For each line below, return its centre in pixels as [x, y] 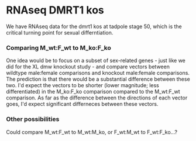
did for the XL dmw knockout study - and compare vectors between [88, 67]
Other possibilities [33, 119]
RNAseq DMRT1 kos [55, 10]
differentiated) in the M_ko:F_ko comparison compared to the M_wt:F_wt [93, 92]
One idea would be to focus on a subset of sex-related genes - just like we [96, 61]
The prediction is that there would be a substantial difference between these [98, 79]
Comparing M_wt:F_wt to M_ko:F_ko [59, 47]
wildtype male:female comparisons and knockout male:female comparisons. [98, 73]
